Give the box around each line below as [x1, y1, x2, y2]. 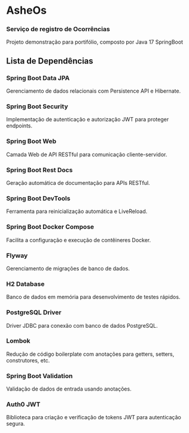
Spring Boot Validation [6, 371, 73, 380]
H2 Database [6, 279, 45, 288]
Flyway [6, 251, 28, 260]
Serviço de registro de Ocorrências [6, 25, 111, 33]
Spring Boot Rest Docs [6, 166, 73, 174]
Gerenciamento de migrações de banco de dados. [6, 264, 130, 272]
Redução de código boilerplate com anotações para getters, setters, [6, 350, 175, 358]
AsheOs [6, 4, 47, 17]
